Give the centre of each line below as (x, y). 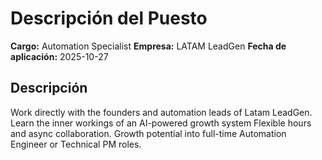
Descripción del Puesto (109, 18)
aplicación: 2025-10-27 (59, 56)
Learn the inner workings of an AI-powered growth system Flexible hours (161, 123)
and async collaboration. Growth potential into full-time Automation (148, 133)
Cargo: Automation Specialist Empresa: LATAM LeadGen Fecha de (148, 46)
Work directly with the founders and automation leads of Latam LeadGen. (161, 112)
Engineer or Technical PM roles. (76, 144)
